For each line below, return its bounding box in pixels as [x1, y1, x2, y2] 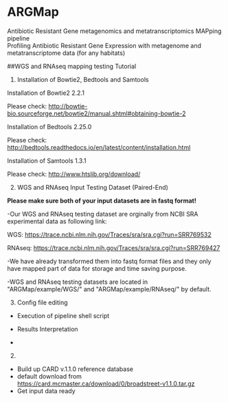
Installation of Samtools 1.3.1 [7, 156, 87, 165]
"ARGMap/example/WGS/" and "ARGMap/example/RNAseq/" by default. [7, 284, 212, 293]
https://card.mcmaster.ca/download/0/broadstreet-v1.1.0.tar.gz [16, 379, 195, 388]
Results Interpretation [16, 324, 78, 333]
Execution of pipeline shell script [16, 311, 110, 320]
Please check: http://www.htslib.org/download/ [7, 170, 141, 178]
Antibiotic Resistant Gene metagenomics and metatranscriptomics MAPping [7, 27, 222, 35]
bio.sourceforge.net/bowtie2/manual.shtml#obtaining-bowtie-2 [7, 109, 186, 118]
